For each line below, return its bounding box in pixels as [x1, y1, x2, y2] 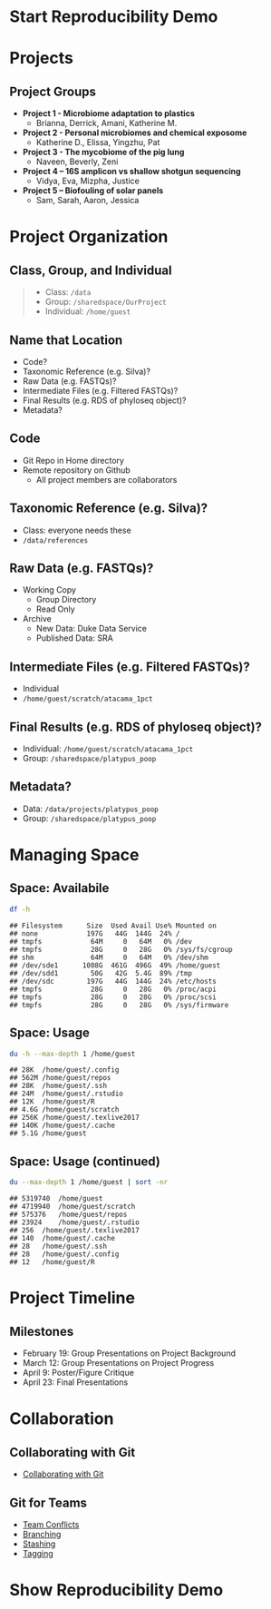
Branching [22, 1528, 62, 1539]
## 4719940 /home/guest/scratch [9, 1202, 136, 1212]
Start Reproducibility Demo [9, 6, 218, 27]
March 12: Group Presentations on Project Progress [22, 1358, 215, 1369]
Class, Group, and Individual [9, 262, 172, 278]
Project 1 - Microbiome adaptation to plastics [22, 108, 195, 119]
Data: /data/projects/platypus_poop [22, 803, 159, 814]
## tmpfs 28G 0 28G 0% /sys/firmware [9, 1000, 229, 1009]
